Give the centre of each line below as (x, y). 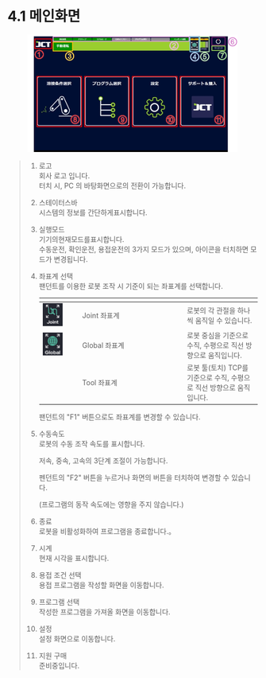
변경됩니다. (71, 259)
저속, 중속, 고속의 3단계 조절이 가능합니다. (103, 460)
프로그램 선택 (59, 602)
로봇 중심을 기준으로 (218, 335)
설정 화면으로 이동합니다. (77, 638)
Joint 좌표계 (101, 316)
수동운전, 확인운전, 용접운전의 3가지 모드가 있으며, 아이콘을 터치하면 (144, 249)
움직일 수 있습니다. (224, 321)
